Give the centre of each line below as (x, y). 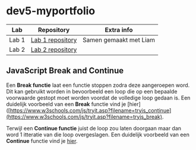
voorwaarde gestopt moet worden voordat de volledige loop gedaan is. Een (98, 98)
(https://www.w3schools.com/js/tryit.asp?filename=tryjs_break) (84, 117)
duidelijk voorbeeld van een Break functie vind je (66, 104)
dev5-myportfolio (51, 11)
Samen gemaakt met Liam (119, 40)
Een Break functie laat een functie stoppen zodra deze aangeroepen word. (98, 85)
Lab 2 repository (54, 49)
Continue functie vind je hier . (42, 140)
